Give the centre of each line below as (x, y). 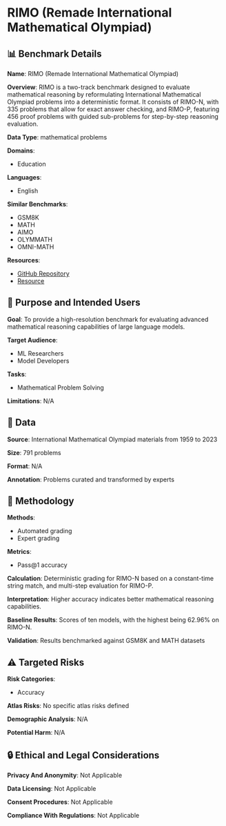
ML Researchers (40, 353)
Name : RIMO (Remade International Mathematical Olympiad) (93, 74)
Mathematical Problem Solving (61, 387)
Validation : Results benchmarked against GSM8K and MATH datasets (106, 641)
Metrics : (20, 552)
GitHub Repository (43, 273)
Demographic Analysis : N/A (48, 719)
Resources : (24, 260)
